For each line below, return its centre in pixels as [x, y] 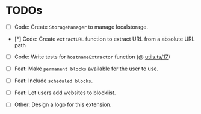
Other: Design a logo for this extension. [63, 104]
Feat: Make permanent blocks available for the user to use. [86, 69]
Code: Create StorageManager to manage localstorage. [81, 27]
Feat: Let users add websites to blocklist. [65, 93]
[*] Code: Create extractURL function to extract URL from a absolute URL [104, 39]
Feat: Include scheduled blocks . [54, 81]
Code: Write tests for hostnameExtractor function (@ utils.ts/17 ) [92, 57]
